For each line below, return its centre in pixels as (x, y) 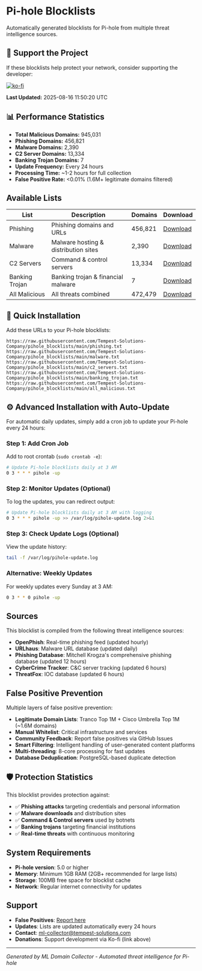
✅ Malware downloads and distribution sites (70, 813)
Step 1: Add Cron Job (38, 443)
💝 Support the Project (47, 53)
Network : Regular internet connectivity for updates (78, 886)
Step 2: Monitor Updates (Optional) (59, 489)
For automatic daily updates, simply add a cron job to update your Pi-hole (97, 421)
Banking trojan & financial (87, 277)
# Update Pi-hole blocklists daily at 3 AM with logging (79, 513)
